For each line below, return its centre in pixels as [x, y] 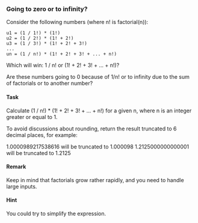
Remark [16, 166]
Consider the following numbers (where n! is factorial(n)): [77, 22]
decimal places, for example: [42, 135]
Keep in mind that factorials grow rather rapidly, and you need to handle [95, 180]
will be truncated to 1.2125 [39, 153]
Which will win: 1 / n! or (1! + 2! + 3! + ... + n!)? [63, 66]
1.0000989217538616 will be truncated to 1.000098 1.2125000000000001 [98, 147]
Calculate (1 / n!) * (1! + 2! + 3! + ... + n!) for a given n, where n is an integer [99, 111]
